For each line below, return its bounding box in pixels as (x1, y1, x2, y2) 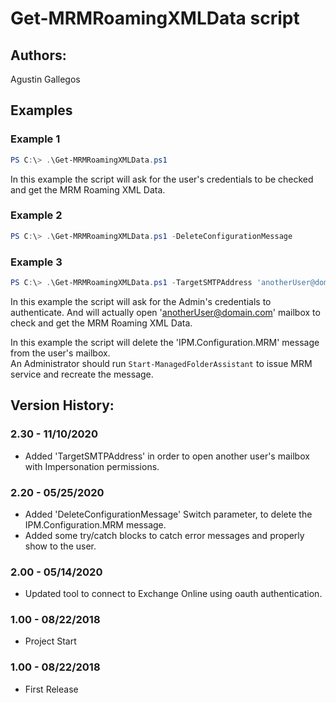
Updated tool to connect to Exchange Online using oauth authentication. (24, 588, 323, 600)
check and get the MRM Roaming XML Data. (10, 317, 193, 329)
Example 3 (10, 255, 63, 269)
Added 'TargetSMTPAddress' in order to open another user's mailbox (24, 450, 310, 462)
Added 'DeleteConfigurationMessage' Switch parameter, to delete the (24, 508, 313, 520)
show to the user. (24, 540, 97, 552)
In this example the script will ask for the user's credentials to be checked (10, 173, 314, 185)
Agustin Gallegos (10, 73, 81, 85)
